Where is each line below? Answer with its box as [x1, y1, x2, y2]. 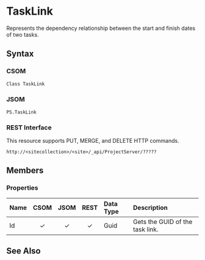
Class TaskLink [6, 81, 45, 87]
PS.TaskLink [6, 109, 37, 115]
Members [6, 165, 44, 176]
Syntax [6, 49, 34, 59]
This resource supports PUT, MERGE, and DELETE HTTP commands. [6, 137, 179, 145]
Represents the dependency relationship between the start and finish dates [6, 24, 196, 32]
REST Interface [6, 123, 52, 132]
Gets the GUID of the [133, 217, 193, 226]
